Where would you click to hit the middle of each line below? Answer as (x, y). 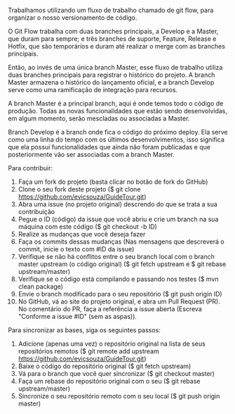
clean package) (41, 287)
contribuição (36, 212)
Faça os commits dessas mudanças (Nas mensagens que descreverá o (121, 241)
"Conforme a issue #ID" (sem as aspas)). (78, 316)
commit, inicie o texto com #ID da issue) (76, 249)
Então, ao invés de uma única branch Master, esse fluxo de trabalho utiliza (115, 67)
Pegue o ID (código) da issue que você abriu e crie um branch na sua (118, 219)
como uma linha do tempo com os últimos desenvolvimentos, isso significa (116, 139)
